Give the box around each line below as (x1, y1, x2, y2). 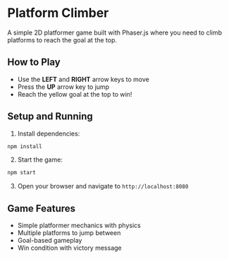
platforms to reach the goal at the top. (7, 35, 118, 44)
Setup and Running (7, 111, 93, 123)
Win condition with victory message (17, 243, 122, 252)
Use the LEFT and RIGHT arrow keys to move (17, 75, 149, 83)
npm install (7, 143, 42, 150)
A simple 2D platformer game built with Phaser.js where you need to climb (7, 28, 222, 37)
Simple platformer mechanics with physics (17, 221, 141, 230)
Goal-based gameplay (17, 236, 82, 245)
